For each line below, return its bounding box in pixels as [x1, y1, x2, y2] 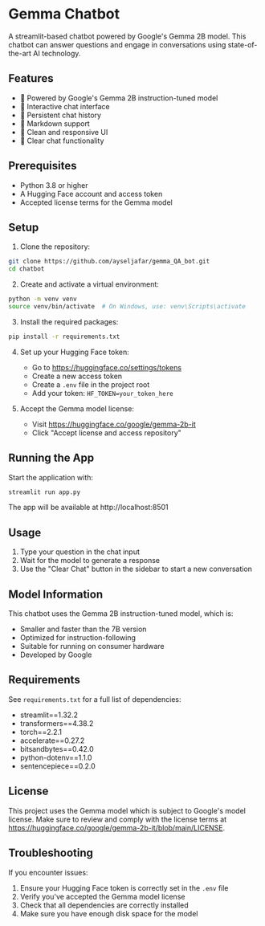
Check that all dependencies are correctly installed [19, 900, 189, 910]
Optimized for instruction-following [19, 633, 137, 642]
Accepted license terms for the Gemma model [19, 198, 173, 207]
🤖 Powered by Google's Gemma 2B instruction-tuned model [19, 93, 218, 103]
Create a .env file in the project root [31, 379, 150, 390]
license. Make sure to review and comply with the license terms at [8, 814, 227, 824]
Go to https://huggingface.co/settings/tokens [31, 362, 182, 372]
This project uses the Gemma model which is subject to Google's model [8, 806, 247, 815]
